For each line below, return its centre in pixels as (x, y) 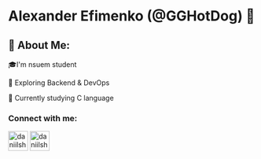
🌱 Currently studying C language (61, 98)
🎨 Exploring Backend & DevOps (59, 83)
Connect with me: (43, 118)
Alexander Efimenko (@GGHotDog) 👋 (132, 16)
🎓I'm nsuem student (42, 65)
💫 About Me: (39, 45)
